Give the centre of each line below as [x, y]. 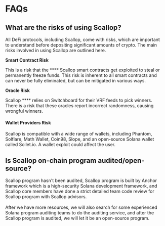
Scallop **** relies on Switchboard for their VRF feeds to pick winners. [79, 100]
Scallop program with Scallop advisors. [46, 197]
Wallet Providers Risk [28, 122]
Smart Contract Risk [27, 60]
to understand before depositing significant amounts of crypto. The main [81, 45]
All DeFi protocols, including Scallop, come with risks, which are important [83, 39]
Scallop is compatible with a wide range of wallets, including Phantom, [79, 134]
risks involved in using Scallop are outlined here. [56, 50]
